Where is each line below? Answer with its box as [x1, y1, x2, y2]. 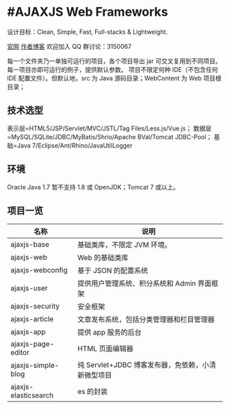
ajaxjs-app [10, 327, 46, 337]
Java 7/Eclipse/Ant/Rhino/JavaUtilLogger [16, 141, 133, 150]
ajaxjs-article [10, 314, 53, 324]
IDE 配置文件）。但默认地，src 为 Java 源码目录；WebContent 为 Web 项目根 [7, 73, 222, 82]
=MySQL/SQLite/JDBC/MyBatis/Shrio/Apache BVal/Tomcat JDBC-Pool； [7, 132, 213, 141]
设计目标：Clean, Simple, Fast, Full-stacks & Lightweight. [7, 27, 168, 36]
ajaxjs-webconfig [10, 266, 68, 275]
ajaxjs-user [10, 283, 48, 293]
